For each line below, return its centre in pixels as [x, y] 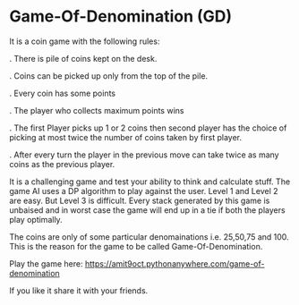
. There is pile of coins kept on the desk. [83, 58]
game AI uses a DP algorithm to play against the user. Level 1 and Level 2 [144, 191]
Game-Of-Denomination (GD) [121, 17]
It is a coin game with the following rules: [85, 41]
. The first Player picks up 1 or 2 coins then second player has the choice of [148, 128]
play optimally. [36, 219]
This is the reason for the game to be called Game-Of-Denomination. [136, 246]
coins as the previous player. [62, 164]
